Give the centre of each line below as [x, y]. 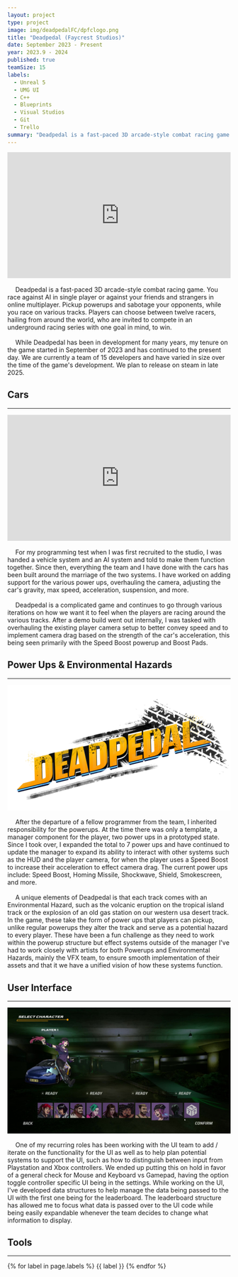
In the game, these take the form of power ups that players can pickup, [111, 920]
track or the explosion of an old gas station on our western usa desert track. [118, 913]
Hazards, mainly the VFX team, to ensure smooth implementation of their [114, 958]
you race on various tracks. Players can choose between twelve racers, [112, 312]
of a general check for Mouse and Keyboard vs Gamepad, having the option [118, 1175]
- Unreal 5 [30, 82]
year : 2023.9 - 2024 [38, 53]
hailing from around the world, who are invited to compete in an [100, 319]
